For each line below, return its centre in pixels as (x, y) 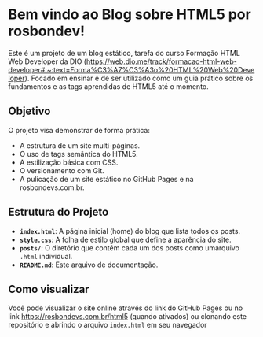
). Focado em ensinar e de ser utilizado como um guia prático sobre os (139, 78)
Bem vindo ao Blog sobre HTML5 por (130, 15)
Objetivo (29, 111)
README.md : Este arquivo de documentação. (89, 265)
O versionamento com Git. (62, 170)
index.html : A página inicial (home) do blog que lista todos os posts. (130, 231)
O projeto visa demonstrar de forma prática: (79, 130)
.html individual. (46, 256)
